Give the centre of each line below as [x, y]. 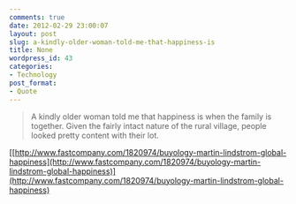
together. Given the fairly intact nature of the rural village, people [148, 125]
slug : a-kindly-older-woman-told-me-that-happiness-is [112, 42]
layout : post [33, 34]
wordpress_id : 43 [41, 58]
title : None [31, 50]
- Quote [23, 91]
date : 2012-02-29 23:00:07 [59, 26]
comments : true [37, 17]
